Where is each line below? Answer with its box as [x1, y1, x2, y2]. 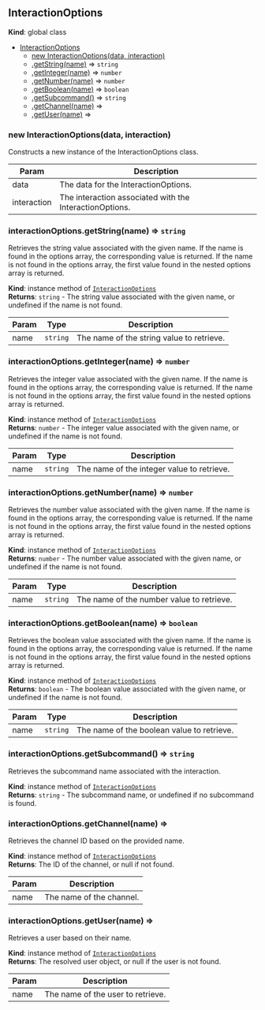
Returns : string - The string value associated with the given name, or [8, 292, 235, 302]
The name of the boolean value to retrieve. [76, 725, 234, 736]
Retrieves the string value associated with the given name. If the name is [8, 244, 244, 253]
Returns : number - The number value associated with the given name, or [8, 553, 242, 563]
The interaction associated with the [59, 192, 190, 203]
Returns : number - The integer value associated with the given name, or [8, 423, 240, 432]
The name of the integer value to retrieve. [76, 463, 230, 474]
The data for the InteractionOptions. [59, 179, 192, 190]
